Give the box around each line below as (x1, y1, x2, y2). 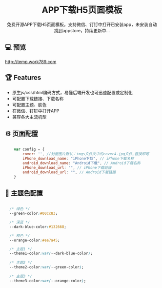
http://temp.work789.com (5, 59, 57, 64)
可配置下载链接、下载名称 (12, 96, 64, 102)
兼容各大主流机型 (12, 114, 47, 120)
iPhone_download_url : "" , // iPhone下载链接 (22, 165, 112, 170)
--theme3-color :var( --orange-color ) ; (9, 278, 86, 283)
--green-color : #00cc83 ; (9, 211, 58, 216)
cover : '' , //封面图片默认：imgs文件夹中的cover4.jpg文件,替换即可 (22, 152, 149, 157)
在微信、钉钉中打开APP (12, 108, 60, 114)
